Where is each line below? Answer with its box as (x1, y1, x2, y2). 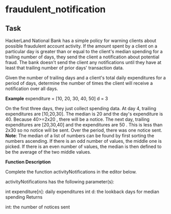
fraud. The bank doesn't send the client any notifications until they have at (5, 59, 162, 65)
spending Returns (5, 194, 43, 200)
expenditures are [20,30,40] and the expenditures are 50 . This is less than (5, 122, 163, 127)
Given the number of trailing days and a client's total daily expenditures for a (5, 75, 166, 80)
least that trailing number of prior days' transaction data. (5, 65, 124, 71)
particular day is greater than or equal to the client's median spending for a (5, 49, 163, 54)
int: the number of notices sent (5, 204, 70, 210)
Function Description (5, 159, 51, 165)
